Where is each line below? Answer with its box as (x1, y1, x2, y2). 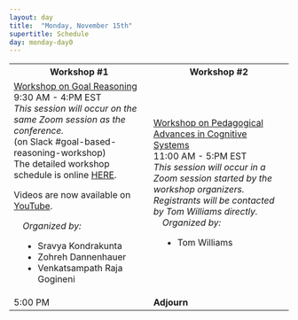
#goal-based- (54, 136, 117, 148)
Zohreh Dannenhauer (37, 251, 127, 263)
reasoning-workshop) (13, 147, 106, 160)
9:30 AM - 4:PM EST (13, 91, 102, 104)
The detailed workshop (13, 158, 110, 170)
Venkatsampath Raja (37, 262, 123, 275)
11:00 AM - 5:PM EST (153, 150, 247, 162)
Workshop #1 (50, 66, 109, 78)
